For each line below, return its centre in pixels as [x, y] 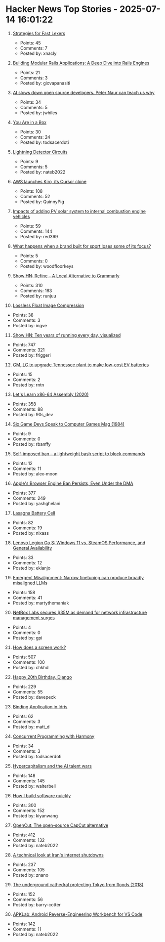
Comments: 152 [29, 810]
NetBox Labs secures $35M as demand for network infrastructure [80, 612]
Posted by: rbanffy [32, 444]
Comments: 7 [34, 48]
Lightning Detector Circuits [40, 152]
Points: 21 [30, 72]
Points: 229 [24, 686]
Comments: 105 [29, 870]
